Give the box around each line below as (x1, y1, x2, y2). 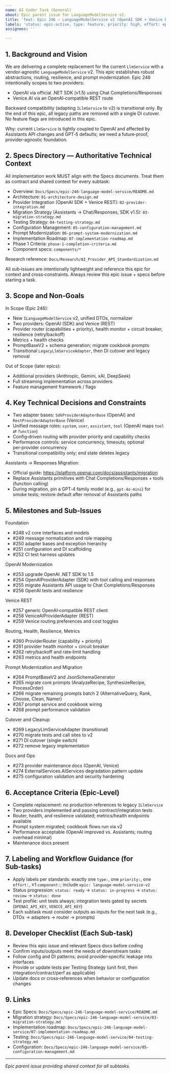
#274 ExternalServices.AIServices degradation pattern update (12, 768, 144, 774)
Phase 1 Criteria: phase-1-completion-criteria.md (12, 241, 117, 247)
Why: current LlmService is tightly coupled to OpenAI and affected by (5, 126, 150, 132)
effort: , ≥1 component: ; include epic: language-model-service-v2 (12, 881, 150, 888)
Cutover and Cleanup (5, 716, 50, 723)
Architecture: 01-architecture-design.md (12, 194, 98, 200)
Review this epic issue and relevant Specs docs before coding (12, 942, 144, 948)
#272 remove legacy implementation (12, 743, 90, 749)
